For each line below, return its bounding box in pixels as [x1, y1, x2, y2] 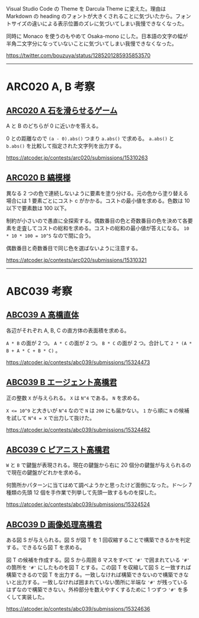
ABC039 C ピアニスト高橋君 [6, 445, 110, 455]
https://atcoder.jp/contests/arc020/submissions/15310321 [6, 256, 147, 263]
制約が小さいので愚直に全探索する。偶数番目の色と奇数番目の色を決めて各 [6, 217, 188, 224]
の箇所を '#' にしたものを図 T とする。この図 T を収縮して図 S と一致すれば [6, 564, 191, 571]
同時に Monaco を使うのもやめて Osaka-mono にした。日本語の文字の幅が [6, 33, 188, 40]
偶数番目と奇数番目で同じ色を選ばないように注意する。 [6, 244, 141, 251]
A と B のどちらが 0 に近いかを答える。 [6, 122, 102, 129]
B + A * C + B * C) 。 [6, 346, 61, 354]
